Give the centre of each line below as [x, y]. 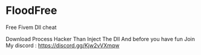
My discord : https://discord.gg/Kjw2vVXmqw [63, 45]
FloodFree [31, 11]
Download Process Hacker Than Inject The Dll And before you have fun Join [101, 39]
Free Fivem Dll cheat [31, 27]
